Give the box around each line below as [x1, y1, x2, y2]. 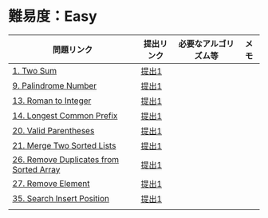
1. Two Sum [12, 65, 57, 76]
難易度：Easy [8, 7, 97, 26]
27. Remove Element [12, 177, 90, 188]
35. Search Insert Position [12, 192, 110, 204]
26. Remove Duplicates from [12, 153, 120, 164]
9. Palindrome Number [12, 80, 97, 91]
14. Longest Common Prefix [12, 109, 118, 121]
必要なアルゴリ [178, 38, 235, 49]
